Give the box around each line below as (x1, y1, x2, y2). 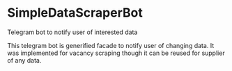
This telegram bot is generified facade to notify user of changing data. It (7, 41, 215, 49)
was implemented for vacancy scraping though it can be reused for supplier (7, 49, 225, 57)
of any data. (7, 56, 42, 64)
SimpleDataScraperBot (7, 5, 143, 21)
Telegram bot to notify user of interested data (7, 28, 138, 36)
